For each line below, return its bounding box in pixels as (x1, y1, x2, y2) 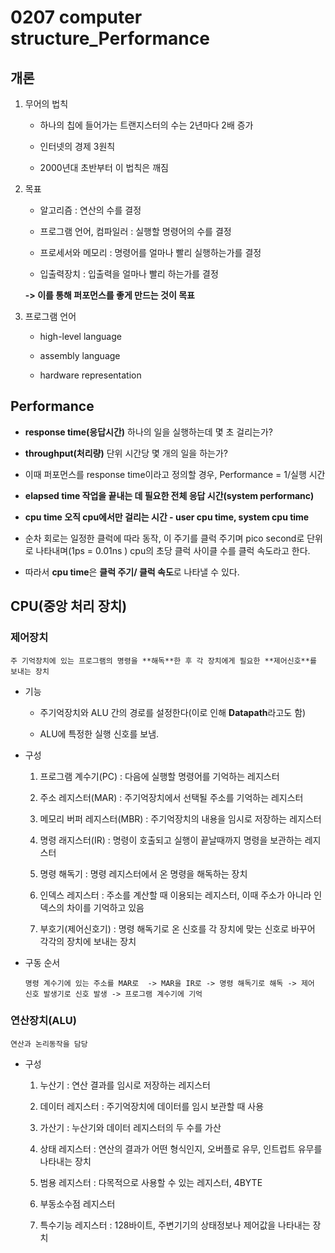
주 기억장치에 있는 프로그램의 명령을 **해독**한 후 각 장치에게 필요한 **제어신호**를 (10, 656, 317, 666)
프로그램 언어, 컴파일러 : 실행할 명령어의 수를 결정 (39, 226, 232, 237)
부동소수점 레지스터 (39, 1197, 116, 1210)
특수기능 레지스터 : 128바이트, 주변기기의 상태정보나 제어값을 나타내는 (39, 1219, 311, 1231)
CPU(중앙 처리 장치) (10, 598, 128, 615)
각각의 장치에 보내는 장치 (39, 935, 137, 947)
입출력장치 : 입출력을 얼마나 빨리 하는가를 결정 (39, 268, 219, 280)
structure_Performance (10, 27, 210, 50)
